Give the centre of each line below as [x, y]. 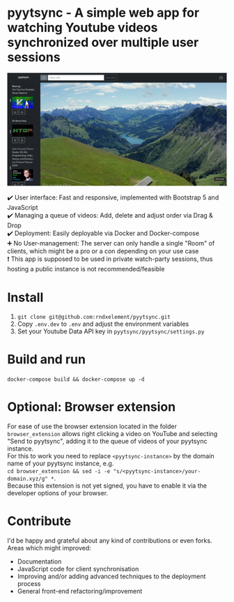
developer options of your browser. [58, 493]
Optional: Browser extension [92, 407]
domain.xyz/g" [28, 479]
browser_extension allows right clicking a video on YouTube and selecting [112, 434]
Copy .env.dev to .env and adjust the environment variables [103, 324]
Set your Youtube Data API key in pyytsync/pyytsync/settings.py [111, 331]
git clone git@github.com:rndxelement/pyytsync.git [94, 317]
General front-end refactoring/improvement [80, 592]
